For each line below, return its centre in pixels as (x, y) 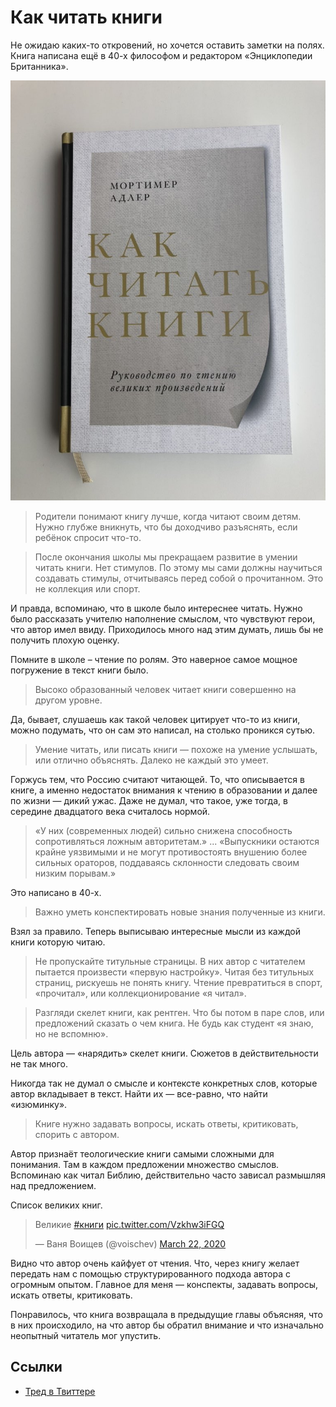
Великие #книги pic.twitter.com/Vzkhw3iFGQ (129, 1224)
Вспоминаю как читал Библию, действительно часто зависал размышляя (168, 1175)
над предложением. (53, 1185)
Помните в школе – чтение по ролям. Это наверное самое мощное (154, 659)
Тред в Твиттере (60, 1391)
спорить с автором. (77, 1134)
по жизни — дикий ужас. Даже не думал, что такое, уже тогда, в (149, 800)
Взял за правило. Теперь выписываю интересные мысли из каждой (155, 931)
